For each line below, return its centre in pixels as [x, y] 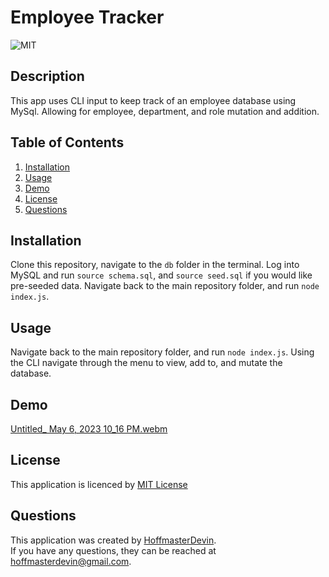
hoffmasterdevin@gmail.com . [71, 561]
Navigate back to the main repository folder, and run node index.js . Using [162, 352]
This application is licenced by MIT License [99, 484]
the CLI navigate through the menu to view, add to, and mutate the [146, 363]
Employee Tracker [87, 17]
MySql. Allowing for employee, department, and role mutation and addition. [165, 111]
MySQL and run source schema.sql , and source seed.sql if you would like [161, 275]
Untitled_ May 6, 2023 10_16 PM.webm [89, 429]
